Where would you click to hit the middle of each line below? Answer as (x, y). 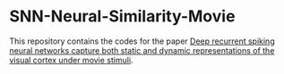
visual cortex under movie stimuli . (71, 60)
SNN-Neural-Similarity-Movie (122, 16)
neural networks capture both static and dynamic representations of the (142, 50)
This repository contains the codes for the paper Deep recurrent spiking (142, 41)
